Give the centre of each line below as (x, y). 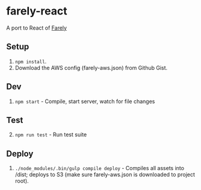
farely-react (37, 11)
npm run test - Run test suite (51, 135)
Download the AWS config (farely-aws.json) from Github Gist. (91, 68)
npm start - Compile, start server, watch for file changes (85, 101)
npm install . (31, 61)
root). (22, 181)
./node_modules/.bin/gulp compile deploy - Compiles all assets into (100, 168)
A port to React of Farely (37, 28)
